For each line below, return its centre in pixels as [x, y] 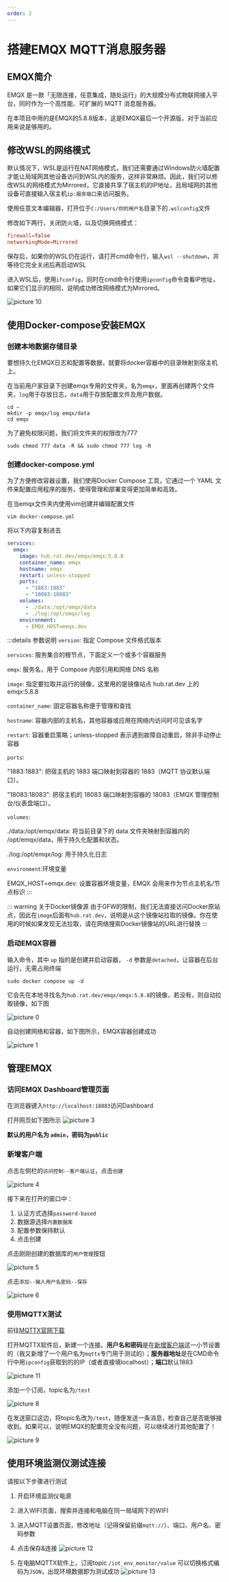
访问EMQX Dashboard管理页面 [58, 1090]
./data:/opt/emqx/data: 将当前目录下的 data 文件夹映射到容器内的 [98, 831]
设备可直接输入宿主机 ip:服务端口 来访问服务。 [70, 194]
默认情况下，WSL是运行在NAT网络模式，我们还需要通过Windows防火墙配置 [113, 168]
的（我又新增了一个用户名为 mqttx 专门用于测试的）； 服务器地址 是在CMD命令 [113, 1353]
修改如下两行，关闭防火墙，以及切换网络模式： [73, 223]
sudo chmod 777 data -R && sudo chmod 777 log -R [79, 446]
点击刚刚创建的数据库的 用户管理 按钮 [56, 1253]
